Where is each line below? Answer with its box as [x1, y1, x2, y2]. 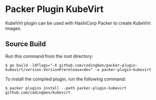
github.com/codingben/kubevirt [5, 90, 71, 95]
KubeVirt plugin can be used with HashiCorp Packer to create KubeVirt [5, 20, 151, 26]
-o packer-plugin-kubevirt [95, 67, 151, 72]
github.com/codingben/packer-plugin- [59, 62, 138, 68]
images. [5, 25, 22, 31]
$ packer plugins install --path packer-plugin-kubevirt [5, 85, 127, 90]
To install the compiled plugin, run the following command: [5, 76, 126, 82]
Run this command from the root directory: [5, 53, 94, 59]
